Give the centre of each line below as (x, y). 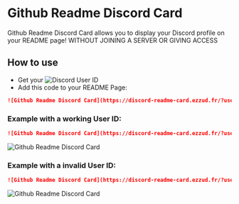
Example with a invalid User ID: (62, 165)
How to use (33, 63)
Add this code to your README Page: (73, 87)
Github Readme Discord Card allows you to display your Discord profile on (116, 33)
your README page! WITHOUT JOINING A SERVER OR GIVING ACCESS (113, 40)
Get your (31, 80)
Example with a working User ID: (65, 119)
